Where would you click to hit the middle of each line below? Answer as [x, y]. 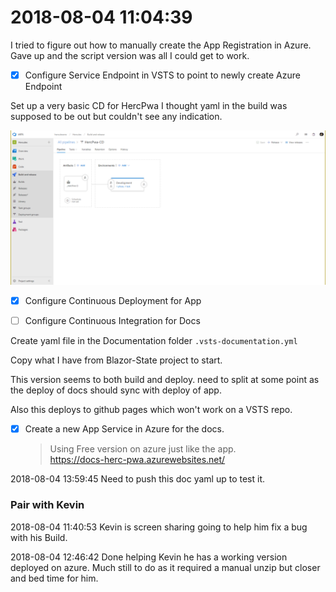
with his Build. [39, 537]
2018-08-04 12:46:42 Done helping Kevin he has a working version [149, 557]
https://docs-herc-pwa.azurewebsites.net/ [137, 460]
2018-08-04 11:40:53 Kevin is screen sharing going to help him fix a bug [159, 527]
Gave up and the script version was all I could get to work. [130, 55]
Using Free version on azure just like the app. [143, 449]
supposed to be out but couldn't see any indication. [116, 116]
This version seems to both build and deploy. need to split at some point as [165, 380]
